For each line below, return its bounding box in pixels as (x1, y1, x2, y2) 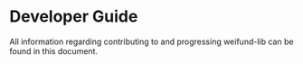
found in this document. (9, 45, 98, 56)
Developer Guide (9, 6, 138, 27)
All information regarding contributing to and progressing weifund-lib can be (9, 36, 294, 47)
